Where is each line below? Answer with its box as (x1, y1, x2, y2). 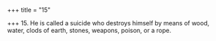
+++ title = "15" (7, 6, 51, 14)
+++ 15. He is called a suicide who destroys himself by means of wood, (7, 19, 210, 27)
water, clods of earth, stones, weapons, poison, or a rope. (7, 27, 171, 34)
